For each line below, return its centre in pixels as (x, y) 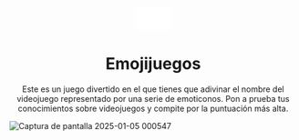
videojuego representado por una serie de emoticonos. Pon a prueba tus (153, 98)
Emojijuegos (153, 64)
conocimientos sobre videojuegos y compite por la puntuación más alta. (153, 108)
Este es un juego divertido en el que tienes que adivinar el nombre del (153, 89)
